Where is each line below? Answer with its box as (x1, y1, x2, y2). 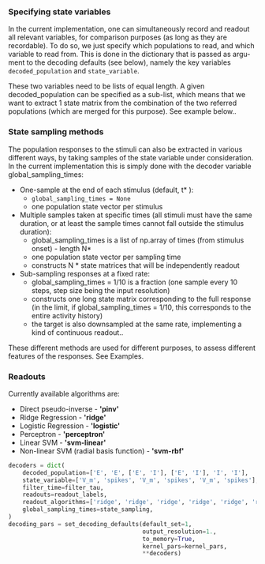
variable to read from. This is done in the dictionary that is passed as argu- (8, 50, 251, 59)
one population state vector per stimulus (31, 201, 163, 211)
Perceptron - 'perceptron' (19, 429, 106, 438)
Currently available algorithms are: (8, 389, 120, 398)
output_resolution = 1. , (142, 528, 217, 536)
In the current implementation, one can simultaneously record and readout (8, 24, 250, 34)
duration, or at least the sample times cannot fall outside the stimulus (19, 218, 244, 227)
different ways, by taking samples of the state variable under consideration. (8, 152, 254, 162)
